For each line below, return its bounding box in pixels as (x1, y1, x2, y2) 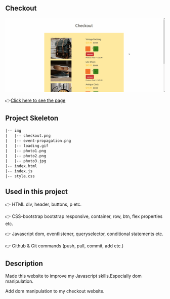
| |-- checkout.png (5, 133, 51, 138)
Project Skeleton (5, 114, 59, 123)
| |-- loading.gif (5, 143, 49, 148)
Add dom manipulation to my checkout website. (5, 288, 105, 294)
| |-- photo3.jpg (5, 158, 47, 164)
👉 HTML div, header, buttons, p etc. (5, 201, 82, 207)
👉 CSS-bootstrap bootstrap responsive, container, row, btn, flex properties (5, 213, 163, 219)
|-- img (5, 128, 22, 133)
